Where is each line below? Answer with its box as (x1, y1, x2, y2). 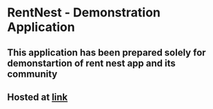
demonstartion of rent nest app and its (7, 57, 176, 69)
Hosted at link (7, 91, 68, 103)
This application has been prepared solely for (7, 47, 206, 58)
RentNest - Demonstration (7, 5, 161, 21)
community (7, 68, 58, 80)
